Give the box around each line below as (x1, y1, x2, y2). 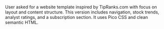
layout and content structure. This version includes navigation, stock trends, (5, 9, 160, 15)
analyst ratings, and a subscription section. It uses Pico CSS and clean (5, 14, 148, 20)
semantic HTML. (5, 19, 38, 25)
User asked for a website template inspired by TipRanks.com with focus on (5, 4, 157, 10)
